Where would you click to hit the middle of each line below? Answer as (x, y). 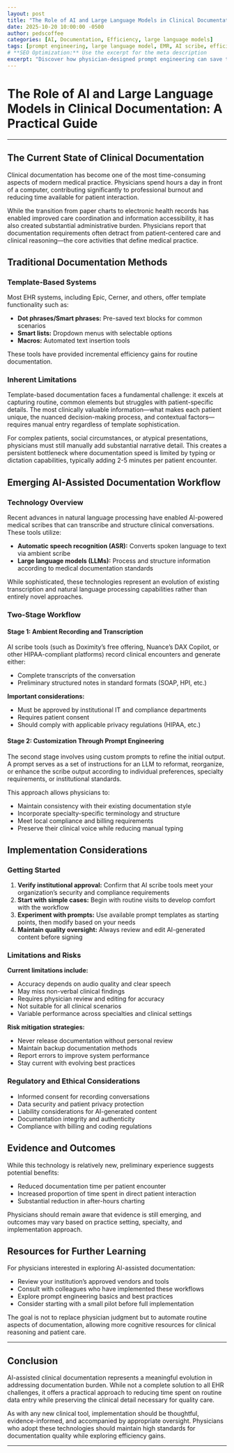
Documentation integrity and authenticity (76, 1119)
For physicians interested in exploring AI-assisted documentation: (101, 1268)
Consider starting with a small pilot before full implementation (106, 1304)
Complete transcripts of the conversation (76, 675)
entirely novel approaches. (45, 597)
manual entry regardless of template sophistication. (106, 424)
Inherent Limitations (42, 380)
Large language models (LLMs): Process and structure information (114, 561)
